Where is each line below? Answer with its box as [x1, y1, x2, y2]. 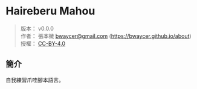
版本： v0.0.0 [20, 25, 54, 32]
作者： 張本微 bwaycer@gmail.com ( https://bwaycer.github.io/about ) [20, 32, 192, 40]
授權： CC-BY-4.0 [20, 40, 66, 47]
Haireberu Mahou [5, 4, 95, 18]
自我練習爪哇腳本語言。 [5, 76, 64, 84]
